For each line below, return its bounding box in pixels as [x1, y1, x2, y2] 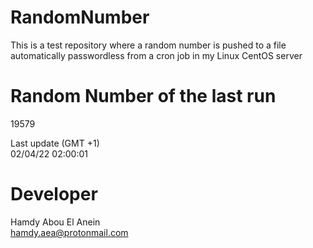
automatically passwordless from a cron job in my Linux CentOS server [10, 49, 303, 61]
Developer [10, 183, 98, 206]
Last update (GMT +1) [10, 137, 100, 149]
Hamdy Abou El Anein [10, 216, 101, 228]
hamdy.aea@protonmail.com [10, 226, 129, 238]
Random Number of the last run [10, 85, 277, 108]
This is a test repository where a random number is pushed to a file [10, 39, 287, 51]
